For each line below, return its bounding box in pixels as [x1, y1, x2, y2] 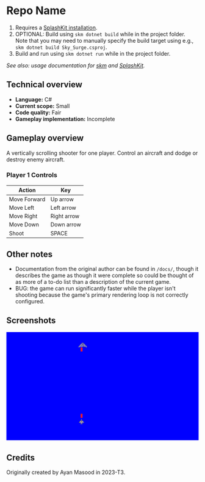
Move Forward [9, 195, 46, 202]
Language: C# [15, 95, 52, 103]
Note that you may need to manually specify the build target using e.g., [15, 37, 194, 44]
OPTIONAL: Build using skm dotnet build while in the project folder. [15, 30, 186, 37]
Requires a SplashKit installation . [15, 24, 98, 31]
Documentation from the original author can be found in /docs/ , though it [15, 265, 199, 272]
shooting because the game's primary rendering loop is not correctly [15, 291, 189, 298]
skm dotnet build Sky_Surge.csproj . [15, 43, 108, 51]
